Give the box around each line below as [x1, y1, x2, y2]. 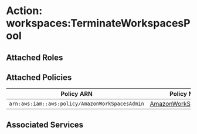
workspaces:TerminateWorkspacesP [6, 16, 191, 30]
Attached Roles [6, 52, 63, 62]
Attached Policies [6, 72, 72, 82]
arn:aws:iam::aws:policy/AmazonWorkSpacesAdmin [9, 101, 145, 107]
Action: [6, 4, 43, 18]
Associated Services [6, 119, 84, 130]
